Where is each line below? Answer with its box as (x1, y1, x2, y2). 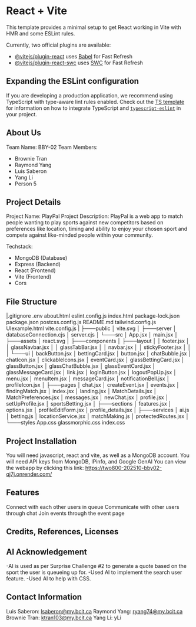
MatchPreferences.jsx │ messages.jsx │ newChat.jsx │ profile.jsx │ (6, 394, 169, 401)
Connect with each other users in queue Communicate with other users (6, 503, 180, 510)
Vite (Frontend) (14, 273, 52, 280)
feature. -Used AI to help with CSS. (6, 575, 91, 582)
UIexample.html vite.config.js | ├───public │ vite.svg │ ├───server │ (6, 325, 177, 332)
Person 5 (14, 180, 37, 187)
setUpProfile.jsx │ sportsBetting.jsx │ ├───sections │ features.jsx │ (6, 400, 172, 407)
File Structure (6, 296, 57, 306)
